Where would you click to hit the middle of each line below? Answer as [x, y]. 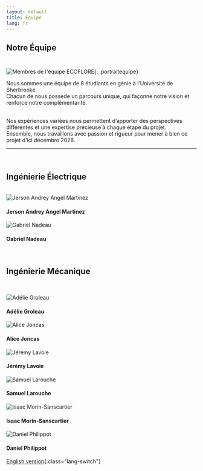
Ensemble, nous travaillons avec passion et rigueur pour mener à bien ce [97, 134]
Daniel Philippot [27, 448]
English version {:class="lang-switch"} [53, 461]
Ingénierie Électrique [46, 176]
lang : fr [17, 23]
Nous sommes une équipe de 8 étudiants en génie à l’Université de [90, 84]
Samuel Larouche [29, 394]
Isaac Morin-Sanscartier [38, 421]
